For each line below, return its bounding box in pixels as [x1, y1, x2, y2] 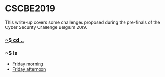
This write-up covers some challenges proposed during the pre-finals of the [5, 19, 160, 25]
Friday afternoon [12, 66, 46, 72]
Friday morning [12, 61, 43, 67]
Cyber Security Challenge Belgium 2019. [5, 24, 87, 30]
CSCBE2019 [5, 3, 56, 14]
